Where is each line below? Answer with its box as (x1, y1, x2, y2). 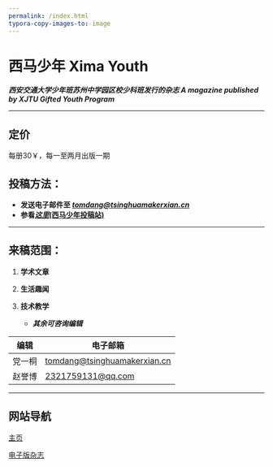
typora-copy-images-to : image (8, 19, 111, 28)
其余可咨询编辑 (32, 318, 83, 328)
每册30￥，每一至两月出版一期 (8, 151, 110, 161)
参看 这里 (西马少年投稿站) (19, 210, 105, 220)
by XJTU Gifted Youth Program (8, 94, 115, 104)
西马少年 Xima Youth (8, 57, 149, 76)
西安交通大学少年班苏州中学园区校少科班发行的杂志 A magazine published (8, 85, 259, 95)
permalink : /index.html (8, 11, 89, 20)
